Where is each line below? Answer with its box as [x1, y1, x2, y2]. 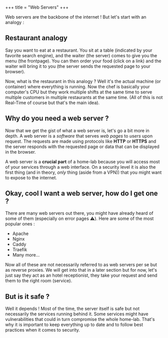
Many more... [12, 252, 40, 258]
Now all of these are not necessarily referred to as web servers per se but [5, 262, 157, 268]
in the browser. [5, 149, 36, 155]
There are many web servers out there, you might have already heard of [5, 210, 153, 216]
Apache [12, 231, 29, 237]
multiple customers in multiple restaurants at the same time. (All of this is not [5, 94, 163, 100]
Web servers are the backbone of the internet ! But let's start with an [5, 14, 146, 20]
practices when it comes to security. [5, 327, 80, 333]
